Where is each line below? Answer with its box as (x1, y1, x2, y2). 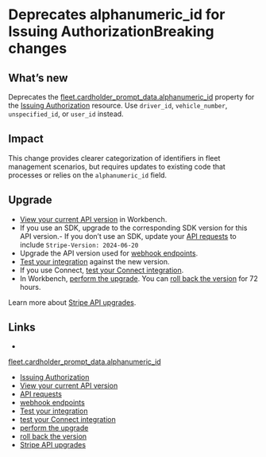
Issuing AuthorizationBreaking (8, 22, 214, 41)
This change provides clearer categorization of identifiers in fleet (8, 153, 221, 162)
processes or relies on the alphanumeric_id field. (8, 170, 168, 180)
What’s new (8, 71, 68, 84)
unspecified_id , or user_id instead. (8, 109, 125, 119)
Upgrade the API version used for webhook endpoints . (19, 248, 199, 258)
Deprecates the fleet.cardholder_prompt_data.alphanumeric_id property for (8, 92, 255, 101)
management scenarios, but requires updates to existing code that (8, 162, 226, 171)
